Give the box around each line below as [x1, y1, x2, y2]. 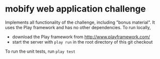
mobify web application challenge [5, 3, 146, 15]
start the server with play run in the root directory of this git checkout [12, 39, 153, 44]
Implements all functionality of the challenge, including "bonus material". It [5, 19, 155, 25]
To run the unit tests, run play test [5, 48, 76, 54]
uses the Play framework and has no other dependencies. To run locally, [5, 24, 151, 30]
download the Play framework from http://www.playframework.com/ [12, 34, 150, 40]
